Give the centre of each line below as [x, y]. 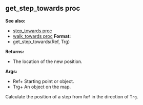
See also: [15, 20]
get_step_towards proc [43, 8]
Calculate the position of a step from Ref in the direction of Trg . [72, 96]
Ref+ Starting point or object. [43, 81]
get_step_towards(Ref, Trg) [41, 41]
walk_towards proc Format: [42, 36]
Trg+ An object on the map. [42, 87]
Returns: [15, 51]
